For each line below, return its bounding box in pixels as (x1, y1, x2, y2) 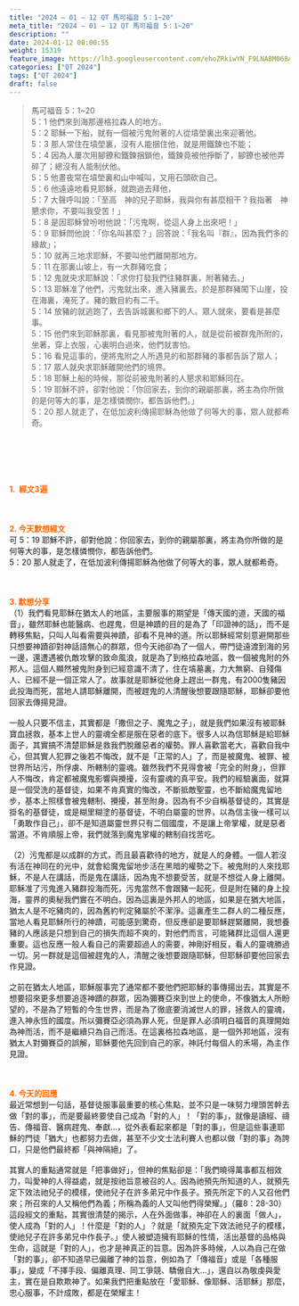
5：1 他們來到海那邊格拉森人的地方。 (30, 116, 166, 127)
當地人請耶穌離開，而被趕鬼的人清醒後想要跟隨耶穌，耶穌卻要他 (55, 685, 290, 696)
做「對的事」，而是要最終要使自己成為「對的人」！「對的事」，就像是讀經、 (9, 1110, 282, 1120)
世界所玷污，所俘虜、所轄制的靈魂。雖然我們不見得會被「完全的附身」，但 (9, 762, 279, 773)
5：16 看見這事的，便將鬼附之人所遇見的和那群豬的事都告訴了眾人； (30, 350, 280, 361)
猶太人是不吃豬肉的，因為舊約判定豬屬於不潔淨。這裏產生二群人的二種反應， (9, 905, 290, 915)
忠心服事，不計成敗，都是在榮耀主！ (9, 1286, 142, 1298)
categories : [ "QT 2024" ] (9, 63, 101, 72)
